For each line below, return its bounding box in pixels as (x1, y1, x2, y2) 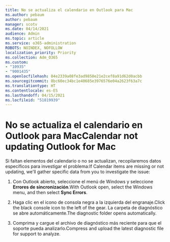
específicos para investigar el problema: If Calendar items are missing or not (5, 164, 164, 170)
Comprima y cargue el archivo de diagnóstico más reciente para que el (12, 220, 162, 226)
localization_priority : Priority (5, 50, 76, 55)
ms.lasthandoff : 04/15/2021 (5, 93, 65, 98)
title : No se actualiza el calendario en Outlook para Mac (5, 7, 133, 13)
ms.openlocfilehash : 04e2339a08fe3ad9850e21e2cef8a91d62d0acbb (5, 74, 143, 79)
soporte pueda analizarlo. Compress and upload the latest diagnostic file (12, 225, 164, 232)
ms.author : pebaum (5, 12, 44, 17)
